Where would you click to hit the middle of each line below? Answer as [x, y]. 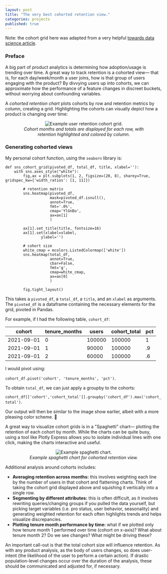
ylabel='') [52, 237]
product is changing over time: [37, 114]
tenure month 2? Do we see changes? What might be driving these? [82, 535]
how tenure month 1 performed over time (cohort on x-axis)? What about [87, 530]
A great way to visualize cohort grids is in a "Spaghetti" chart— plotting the [82, 426]
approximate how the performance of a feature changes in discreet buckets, [83, 88]
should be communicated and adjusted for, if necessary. [63, 566]
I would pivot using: [25, 368]
